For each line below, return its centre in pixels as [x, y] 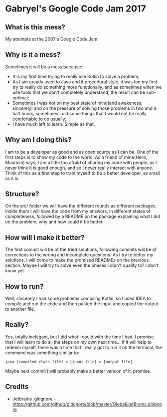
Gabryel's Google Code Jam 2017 [76, 9]
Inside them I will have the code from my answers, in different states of [78, 211]
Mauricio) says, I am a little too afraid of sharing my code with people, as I [81, 162]
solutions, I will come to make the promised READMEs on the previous [77, 260]
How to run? [24, 287]
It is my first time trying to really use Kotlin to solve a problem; [76, 76]
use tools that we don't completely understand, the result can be [79, 92]
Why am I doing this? [38, 140]
